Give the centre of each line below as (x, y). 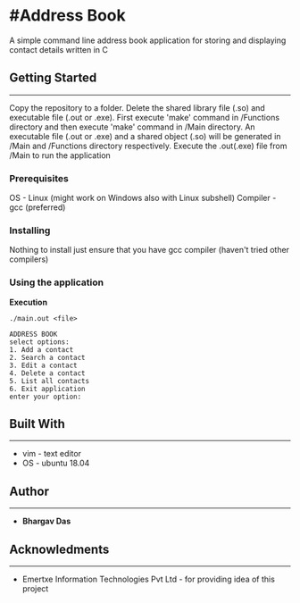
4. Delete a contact (48, 373)
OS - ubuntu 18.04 (56, 463)
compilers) (29, 259)
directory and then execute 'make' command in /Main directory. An (133, 127)
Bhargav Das (46, 521)
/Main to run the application (60, 155)
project (35, 589)
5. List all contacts (50, 381)
